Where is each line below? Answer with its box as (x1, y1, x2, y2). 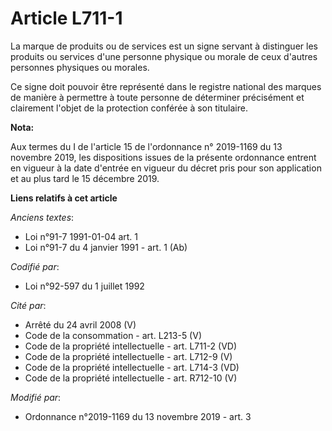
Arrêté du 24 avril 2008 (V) (24, 318, 137, 331)
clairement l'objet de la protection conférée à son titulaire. (10, 102, 248, 114)
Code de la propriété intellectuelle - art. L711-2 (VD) (24, 340, 238, 352)
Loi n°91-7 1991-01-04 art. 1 (24, 230, 139, 242)
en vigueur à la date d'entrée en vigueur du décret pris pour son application (10, 162, 322, 174)
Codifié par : (10, 260, 60, 272)
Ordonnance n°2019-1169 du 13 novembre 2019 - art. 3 (24, 410, 252, 422)
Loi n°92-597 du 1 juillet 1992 (24, 280, 145, 292)
